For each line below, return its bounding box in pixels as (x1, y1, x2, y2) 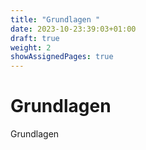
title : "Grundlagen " (10, 14, 101, 25)
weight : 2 (10, 42, 52, 53)
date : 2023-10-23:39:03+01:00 (10, 24, 137, 34)
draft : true (10, 33, 60, 43)
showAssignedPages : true (10, 52, 114, 62)
